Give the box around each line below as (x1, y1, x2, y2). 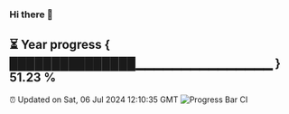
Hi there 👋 (9, 8, 54, 21)
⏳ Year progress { (9, 37, 111, 52)
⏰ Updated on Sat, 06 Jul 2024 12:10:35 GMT (9, 94, 179, 105)
